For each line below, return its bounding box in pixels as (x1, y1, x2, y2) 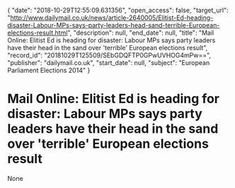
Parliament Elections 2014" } (7, 66, 91, 74)
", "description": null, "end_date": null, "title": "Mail (67, 28, 214, 37)
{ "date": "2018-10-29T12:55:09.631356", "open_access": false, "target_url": (7, 6, 229, 14)
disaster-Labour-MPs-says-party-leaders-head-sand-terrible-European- (7, 21, 220, 29)
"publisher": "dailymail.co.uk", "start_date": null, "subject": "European (7, 59, 210, 66)
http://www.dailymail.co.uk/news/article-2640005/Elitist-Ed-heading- (10, 13, 214, 22)
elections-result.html (7, 28, 68, 37)
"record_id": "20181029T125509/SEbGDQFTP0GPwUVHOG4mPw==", (7, 51, 211, 59)
